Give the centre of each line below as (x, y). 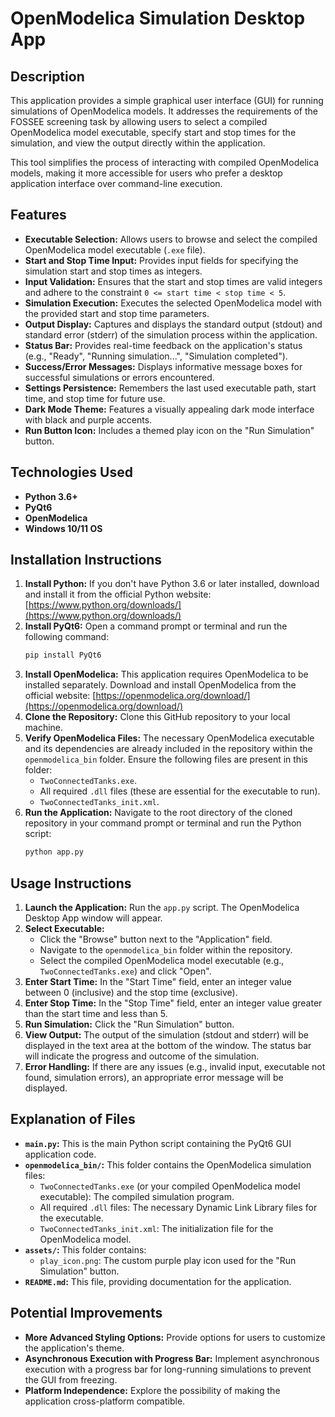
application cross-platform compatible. (105, 1401)
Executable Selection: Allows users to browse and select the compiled (171, 239)
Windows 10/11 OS (63, 528)
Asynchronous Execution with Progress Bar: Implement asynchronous (172, 1358)
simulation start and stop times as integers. (113, 271)
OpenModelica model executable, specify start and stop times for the (153, 132)
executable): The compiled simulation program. (137, 1196)
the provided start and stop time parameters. (117, 313)
